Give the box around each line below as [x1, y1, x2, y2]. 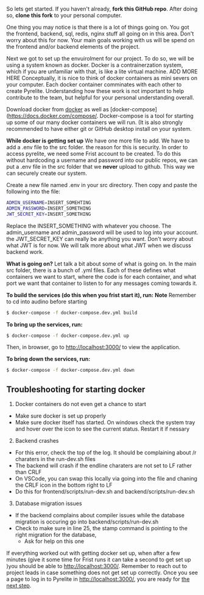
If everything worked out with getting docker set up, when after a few [6, 550, 181, 557]
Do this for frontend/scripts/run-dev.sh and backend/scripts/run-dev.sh [15, 488, 195, 495]
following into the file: [6, 188, 61, 195]
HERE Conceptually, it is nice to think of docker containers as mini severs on [6, 75, 198, 81]
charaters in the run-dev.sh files [15, 456, 96, 463]
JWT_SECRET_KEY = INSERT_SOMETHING [6, 211, 91, 217]
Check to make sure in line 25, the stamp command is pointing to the [15, 525, 188, 532]
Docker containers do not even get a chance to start [15, 401, 146, 408]
